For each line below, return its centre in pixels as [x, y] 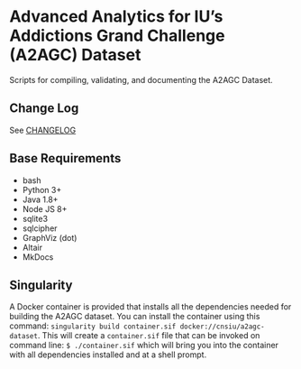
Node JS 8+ [45, 208]
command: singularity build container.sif [93, 326]
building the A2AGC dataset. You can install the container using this [135, 317]
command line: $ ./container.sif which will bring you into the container [144, 346]
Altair [32, 247]
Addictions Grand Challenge [117, 36]
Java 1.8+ [40, 199]
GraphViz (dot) [50, 237]
